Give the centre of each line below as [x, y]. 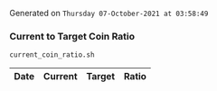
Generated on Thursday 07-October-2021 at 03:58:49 [109, 13]
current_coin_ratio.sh [52, 55]
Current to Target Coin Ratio [72, 36]
